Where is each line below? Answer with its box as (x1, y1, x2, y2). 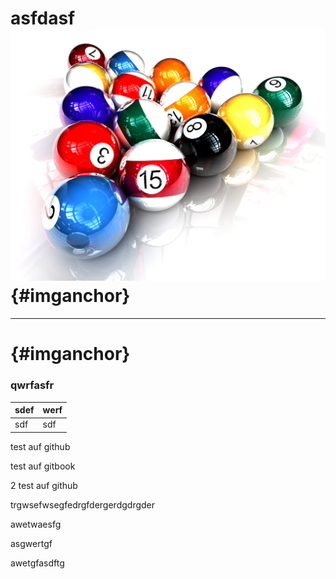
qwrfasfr (10, 378, 55, 392)
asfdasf (10, 7, 76, 30)
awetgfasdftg (10, 557, 65, 569)
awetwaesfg (10, 518, 62, 530)
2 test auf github (10, 479, 78, 491)
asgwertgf (10, 537, 53, 549)
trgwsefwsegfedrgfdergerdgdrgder (10, 498, 156, 511)
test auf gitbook (10, 460, 76, 472)
